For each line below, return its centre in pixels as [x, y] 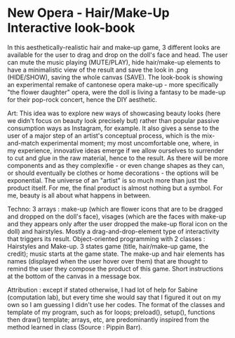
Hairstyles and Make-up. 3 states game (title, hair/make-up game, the [108, 246]
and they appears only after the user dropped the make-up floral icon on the [117, 223]
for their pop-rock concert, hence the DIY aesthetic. [82, 99]
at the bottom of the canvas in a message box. [74, 276]
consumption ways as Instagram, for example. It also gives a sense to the [113, 128]
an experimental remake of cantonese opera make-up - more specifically [113, 84]
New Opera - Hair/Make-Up [88, 13]
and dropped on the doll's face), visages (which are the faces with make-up [117, 216]
